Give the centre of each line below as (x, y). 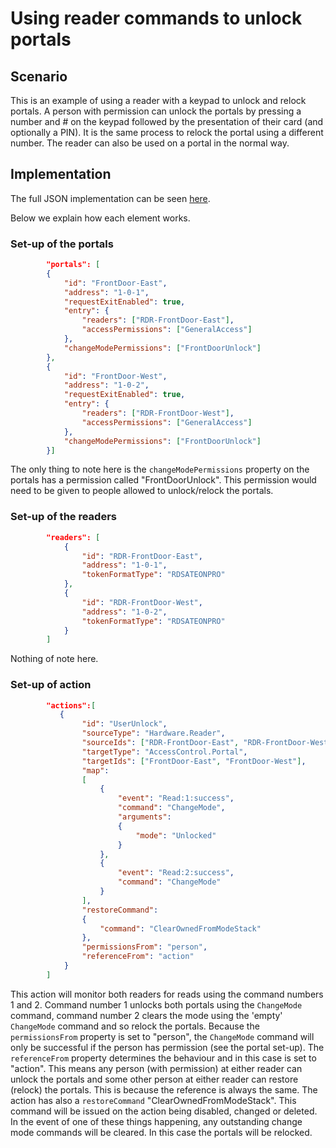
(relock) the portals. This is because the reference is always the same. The (164, 1089)
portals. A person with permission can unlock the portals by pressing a (156, 111)
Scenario (39, 76)
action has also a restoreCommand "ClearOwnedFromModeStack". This (153, 1100)
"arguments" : (144, 817)
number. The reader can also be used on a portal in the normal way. (150, 143)
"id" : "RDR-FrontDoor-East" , (142, 556)
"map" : (95, 770)
